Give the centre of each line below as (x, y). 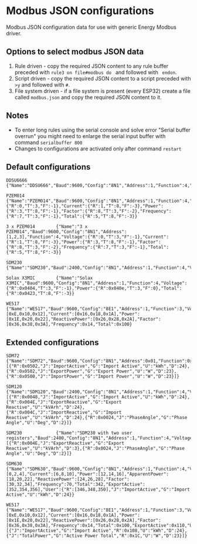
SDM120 (14, 387)
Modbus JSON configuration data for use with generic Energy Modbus (91, 27)
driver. (14, 33)
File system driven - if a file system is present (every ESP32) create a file (102, 91)
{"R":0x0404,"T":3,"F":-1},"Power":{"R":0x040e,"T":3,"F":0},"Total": (94, 288)
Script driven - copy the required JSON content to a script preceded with (103, 78)
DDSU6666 (17, 180)
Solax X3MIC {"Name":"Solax (50, 278)
